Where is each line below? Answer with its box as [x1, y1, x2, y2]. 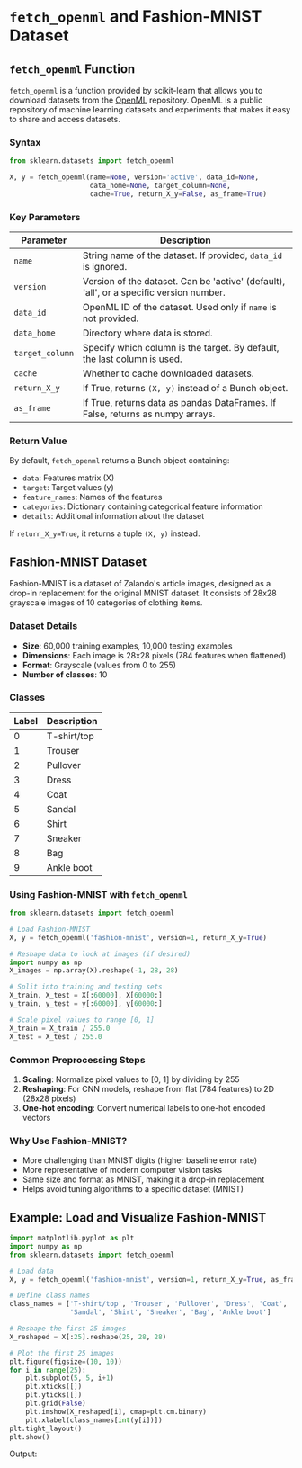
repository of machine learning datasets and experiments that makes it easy [9, 104, 291, 114]
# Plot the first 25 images [9, 1348, 115, 1357]
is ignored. [82, 261, 128, 273]
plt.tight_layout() [9, 1424, 83, 1433]
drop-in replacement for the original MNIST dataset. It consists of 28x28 [9, 587, 277, 599]
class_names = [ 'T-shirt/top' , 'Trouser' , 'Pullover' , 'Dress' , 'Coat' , [9, 1300, 288, 1309]
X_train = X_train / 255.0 [9, 1024, 111, 1033]
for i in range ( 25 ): [9, 1365, 87, 1374]
